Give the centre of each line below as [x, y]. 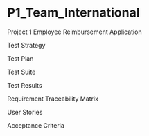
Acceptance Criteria [36, 125]
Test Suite [21, 72]
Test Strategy [26, 45]
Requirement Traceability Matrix [53, 99]
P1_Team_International [73, 13]
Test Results [25, 85]
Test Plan [20, 58]
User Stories [25, 112]
